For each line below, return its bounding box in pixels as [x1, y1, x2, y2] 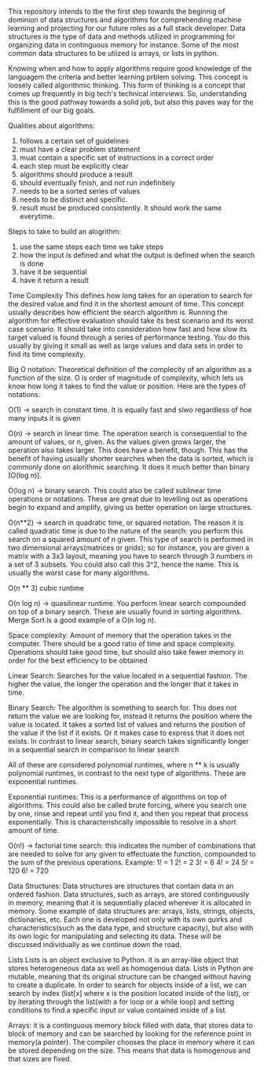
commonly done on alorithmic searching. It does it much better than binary [8, 463, 250, 471]
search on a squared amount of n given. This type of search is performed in [8, 535, 254, 544]
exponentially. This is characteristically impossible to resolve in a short [8, 817, 236, 827]
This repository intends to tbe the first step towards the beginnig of [8, 7, 225, 16]
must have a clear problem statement [19, 145, 141, 154]
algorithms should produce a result [19, 169, 134, 179]
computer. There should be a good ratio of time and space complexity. [8, 639, 236, 648]
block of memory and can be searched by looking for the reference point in [8, 1029, 251, 1038]
